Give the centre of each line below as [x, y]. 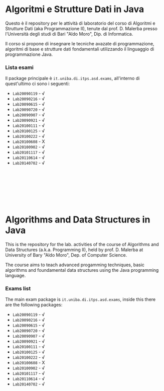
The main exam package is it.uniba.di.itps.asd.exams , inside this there [80, 299]
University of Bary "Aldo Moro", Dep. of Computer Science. [66, 255]
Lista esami [20, 67]
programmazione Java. [29, 54]
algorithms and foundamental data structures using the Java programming [82, 270]
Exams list [18, 289]
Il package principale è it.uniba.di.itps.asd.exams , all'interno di [72, 79]
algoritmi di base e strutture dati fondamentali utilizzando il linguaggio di [80, 49]
